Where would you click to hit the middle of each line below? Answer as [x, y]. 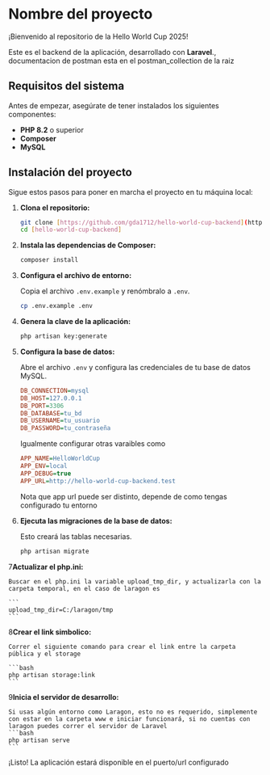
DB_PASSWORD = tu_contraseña [65, 428]
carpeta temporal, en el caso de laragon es [84, 588]
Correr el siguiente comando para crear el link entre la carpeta [122, 647]
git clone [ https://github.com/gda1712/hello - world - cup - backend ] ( [134, 222]
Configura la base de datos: [67, 352]
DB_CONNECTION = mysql [54, 390]
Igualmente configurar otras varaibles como [93, 444]
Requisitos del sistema [66, 86]
